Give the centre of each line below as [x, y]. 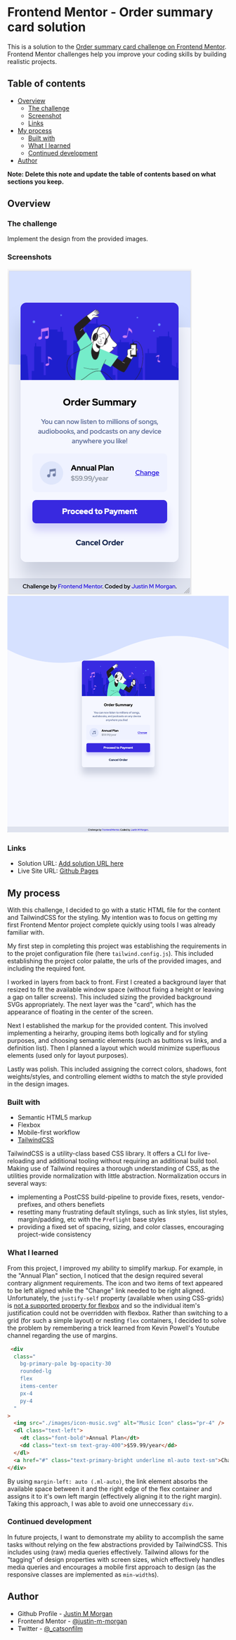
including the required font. [47, 968]
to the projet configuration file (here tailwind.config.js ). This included [110, 954]
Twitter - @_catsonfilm [50, 1628]
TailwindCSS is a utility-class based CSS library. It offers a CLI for [102, 1153]
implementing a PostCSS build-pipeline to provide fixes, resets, [109, 1197]
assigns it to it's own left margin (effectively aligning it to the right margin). [115, 1496]
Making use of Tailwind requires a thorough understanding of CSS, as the [113, 1169]
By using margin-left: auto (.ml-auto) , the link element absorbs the [108, 1481]
